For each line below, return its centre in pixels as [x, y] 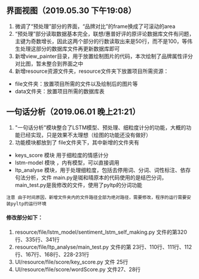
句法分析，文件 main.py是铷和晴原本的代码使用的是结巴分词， [91, 177]
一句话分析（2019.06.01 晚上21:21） [73, 112]
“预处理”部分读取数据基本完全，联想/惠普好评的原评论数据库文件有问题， [105, 33]
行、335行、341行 [37, 239]
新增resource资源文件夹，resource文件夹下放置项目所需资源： [92, 71]
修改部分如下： [25, 217]
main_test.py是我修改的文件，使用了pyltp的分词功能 [78, 185]
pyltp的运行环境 [28, 204]
